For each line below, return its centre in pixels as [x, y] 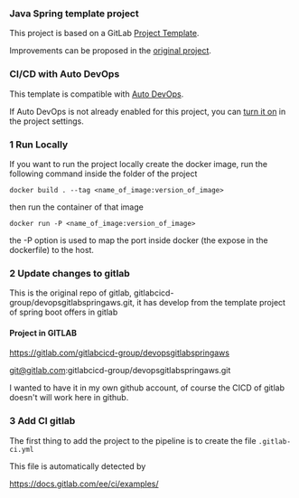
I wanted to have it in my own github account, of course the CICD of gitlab [147, 388]
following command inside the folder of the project [103, 174]
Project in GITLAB [43, 333]
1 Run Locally [39, 145]
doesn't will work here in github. [69, 398]
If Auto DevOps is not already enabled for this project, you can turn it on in [148, 111]
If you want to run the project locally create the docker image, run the [139, 164]
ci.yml [22, 449]
